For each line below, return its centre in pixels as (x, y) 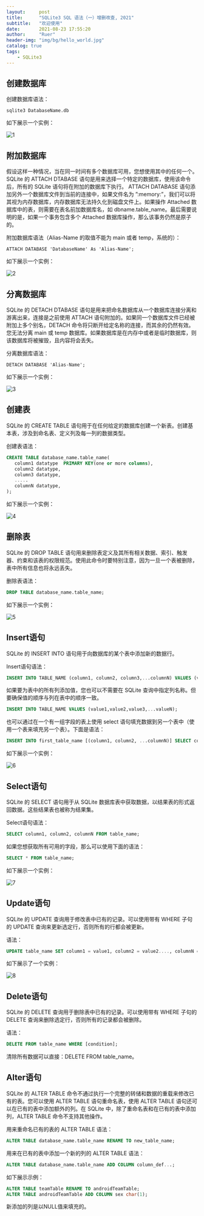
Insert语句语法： (27, 666)
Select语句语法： (28, 822)
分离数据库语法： (28, 353)
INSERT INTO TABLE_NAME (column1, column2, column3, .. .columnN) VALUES (99, 678)
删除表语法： (22, 581)
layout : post (28, 12)
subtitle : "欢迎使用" (34, 23)
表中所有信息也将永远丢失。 (41, 568)
